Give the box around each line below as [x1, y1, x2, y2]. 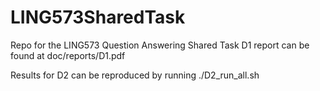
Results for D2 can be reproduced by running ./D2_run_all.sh [10, 69, 260, 81]
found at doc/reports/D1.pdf [10, 49, 126, 61]
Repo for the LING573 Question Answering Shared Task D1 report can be [10, 39, 310, 51]
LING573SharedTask [10, 6, 186, 29]
